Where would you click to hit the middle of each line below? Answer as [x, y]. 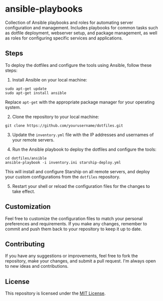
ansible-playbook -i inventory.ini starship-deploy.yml [63, 162]
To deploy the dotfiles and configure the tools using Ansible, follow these [79, 65]
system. [13, 107]
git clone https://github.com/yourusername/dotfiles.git [64, 125]
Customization [28, 207]
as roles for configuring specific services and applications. [64, 38]
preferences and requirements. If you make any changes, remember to [76, 223]
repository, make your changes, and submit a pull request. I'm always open [81, 261]
